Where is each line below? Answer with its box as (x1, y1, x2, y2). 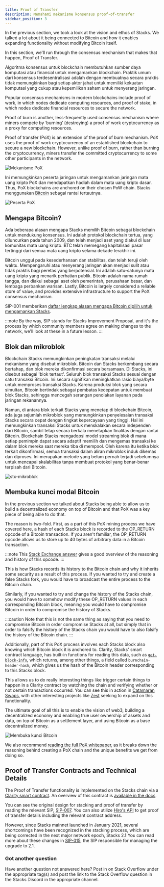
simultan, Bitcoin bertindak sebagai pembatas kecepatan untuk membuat (5, 387, 153, 392)
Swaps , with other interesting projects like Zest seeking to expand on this (5, 692, 153, 698)
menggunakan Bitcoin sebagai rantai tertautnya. (5, 190, 102, 196)
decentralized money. (5, 723, 49, 729)
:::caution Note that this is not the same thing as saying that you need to (5, 616, 150, 622)
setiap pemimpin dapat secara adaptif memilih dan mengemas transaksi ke (5, 438, 156, 444)
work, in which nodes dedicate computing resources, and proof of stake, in (5, 100, 157, 106)
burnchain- (128, 658, 150, 663)
